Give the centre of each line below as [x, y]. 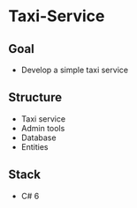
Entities [34, 146]
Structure [35, 97]
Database [38, 137]
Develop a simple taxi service [75, 70]
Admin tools [43, 128]
